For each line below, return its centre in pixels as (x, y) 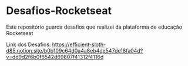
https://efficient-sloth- (79, 44)
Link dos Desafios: (28, 44)
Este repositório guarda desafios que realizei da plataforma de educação (94, 27)
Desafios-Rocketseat (59, 11)
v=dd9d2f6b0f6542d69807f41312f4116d (55, 57)
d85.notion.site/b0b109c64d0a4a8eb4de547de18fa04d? (75, 50)
